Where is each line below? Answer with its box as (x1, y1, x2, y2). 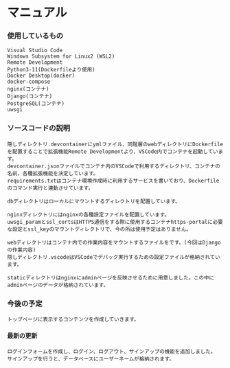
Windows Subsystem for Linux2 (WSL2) (7, 53, 115, 60)
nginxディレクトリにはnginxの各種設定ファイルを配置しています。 (7, 211, 170, 218)
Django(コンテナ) (7, 93, 53, 100)
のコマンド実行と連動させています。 (7, 185, 94, 192)
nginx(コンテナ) (7, 86, 49, 93)
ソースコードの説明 (7, 124, 71, 133)
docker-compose (7, 78, 51, 85)
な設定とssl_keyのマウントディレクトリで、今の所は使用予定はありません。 (7, 226, 192, 233)
